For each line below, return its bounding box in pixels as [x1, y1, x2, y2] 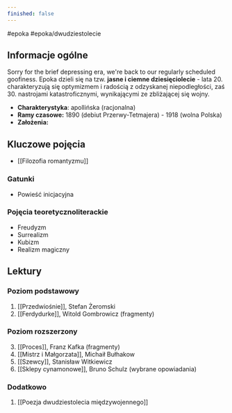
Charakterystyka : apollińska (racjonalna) [17, 104, 136, 112]
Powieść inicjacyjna [17, 190, 74, 198]
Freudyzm [17, 223, 47, 232]
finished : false [7, 10, 54, 17]
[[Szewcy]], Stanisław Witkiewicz [17, 357, 113, 366]
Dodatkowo [7, 382, 47, 391]
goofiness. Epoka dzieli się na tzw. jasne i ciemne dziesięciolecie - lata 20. [7, 75, 224, 83]
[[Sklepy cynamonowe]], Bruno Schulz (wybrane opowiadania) [17, 364, 197, 373]
